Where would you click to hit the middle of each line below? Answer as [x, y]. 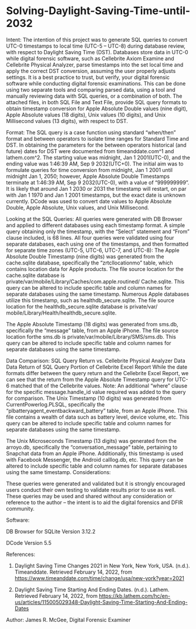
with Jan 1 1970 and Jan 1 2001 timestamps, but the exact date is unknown [96, 195]
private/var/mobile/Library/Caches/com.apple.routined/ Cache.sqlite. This [95, 282]
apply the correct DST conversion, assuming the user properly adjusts [91, 71]
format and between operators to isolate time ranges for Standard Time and [98, 138]
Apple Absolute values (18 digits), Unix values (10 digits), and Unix [86, 115]
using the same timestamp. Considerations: [59, 472]
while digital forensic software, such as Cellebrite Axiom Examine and [90, 58]
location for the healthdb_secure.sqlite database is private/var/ [82, 306]
